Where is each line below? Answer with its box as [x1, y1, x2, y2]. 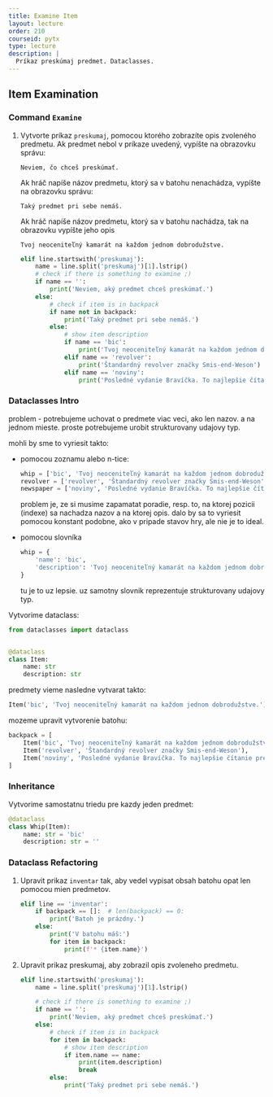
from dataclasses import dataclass [8, 626, 129, 634]
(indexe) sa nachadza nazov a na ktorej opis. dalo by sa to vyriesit [19, 508, 241, 518]
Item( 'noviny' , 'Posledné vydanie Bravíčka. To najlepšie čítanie [23, 754, 253, 762]
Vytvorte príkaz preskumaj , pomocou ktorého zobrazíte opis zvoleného [19, 130, 257, 140]
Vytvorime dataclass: [8, 610, 80, 619]
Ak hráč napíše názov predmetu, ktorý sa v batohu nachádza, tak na [19, 216, 249, 226]
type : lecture [8, 42, 57, 50]
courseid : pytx [8, 34, 60, 43]
